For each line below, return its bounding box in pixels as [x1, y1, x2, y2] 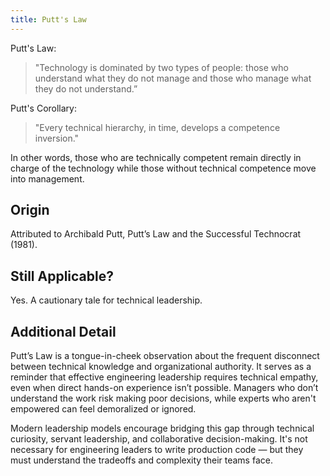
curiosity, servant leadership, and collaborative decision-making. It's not [10, 433, 308, 445]
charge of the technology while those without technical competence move [10, 162, 317, 174]
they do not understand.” [34, 82, 138, 95]
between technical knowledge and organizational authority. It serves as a [10, 361, 312, 373]
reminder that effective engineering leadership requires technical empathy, [10, 371, 319, 383]
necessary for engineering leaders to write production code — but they [10, 444, 304, 456]
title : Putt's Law [10, 14, 87, 25]
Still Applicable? [10, 267, 114, 285]
